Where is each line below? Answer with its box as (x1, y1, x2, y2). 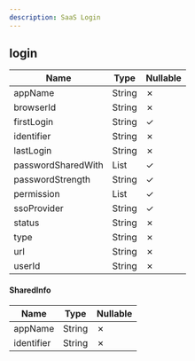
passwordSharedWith (13, 159, 104, 171)
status (13, 216, 40, 229)
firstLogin (13, 116, 54, 129)
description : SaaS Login (9, 12, 101, 22)
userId (13, 260, 41, 272)
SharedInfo (9, 285, 51, 295)
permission (13, 188, 60, 200)
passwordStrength (13, 174, 91, 186)
